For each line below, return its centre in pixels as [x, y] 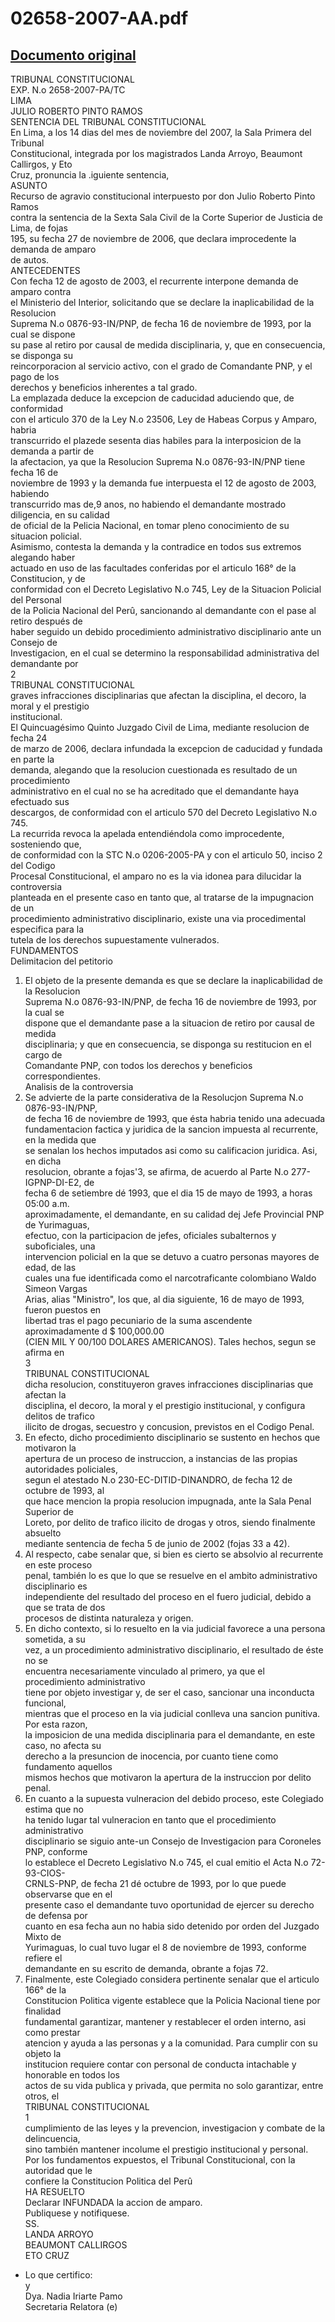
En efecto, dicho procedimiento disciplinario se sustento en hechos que [172, 1437]
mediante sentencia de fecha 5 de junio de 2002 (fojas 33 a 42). [157, 1543]
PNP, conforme [56, 1851]
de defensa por [56, 1915]
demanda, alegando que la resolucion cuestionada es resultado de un [154, 770]
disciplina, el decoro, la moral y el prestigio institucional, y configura [165, 1405]
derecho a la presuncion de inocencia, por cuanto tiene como [151, 1756]
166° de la [45, 1990]
